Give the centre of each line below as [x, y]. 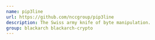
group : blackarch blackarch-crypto [50, 28]
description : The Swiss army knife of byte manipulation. [78, 22]
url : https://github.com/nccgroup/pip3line [60, 17]
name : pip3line [25, 11]
